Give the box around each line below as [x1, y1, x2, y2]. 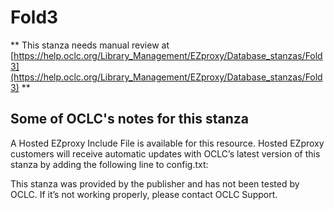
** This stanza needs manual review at [10, 39, 170, 51]
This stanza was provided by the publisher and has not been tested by [10, 177, 300, 190]
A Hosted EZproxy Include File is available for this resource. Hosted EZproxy [10, 137, 325, 149]
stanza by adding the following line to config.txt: [10, 158, 209, 170]
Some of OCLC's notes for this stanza [10, 111, 249, 128]
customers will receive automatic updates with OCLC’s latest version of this [10, 147, 321, 160]
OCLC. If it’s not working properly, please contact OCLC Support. [10, 188, 278, 200]
